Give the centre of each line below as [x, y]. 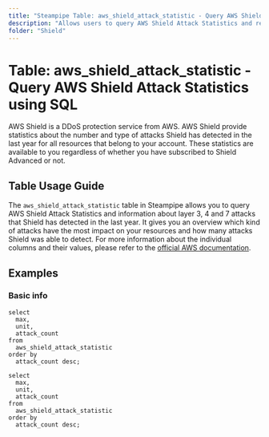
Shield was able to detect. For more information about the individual [120, 239]
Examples [33, 273]
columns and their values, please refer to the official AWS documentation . [130, 248]
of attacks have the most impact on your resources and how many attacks [130, 231]
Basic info [28, 296]
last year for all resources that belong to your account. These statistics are [131, 144]
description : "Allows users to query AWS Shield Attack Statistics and [130, 23]
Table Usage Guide [56, 186]
